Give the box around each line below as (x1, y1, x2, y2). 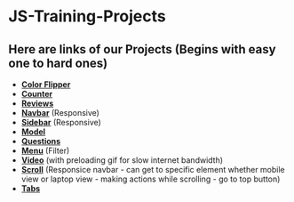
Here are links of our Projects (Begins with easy (8, 42, 276, 57)
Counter (20, 89, 53, 99)
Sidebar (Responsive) (20, 117, 101, 127)
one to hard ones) (8, 55, 108, 70)
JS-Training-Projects (8, 6, 166, 27)
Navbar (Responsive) (20, 108, 99, 117)
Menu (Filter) (20, 145, 70, 156)
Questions (20, 136, 61, 146)
